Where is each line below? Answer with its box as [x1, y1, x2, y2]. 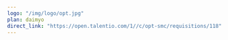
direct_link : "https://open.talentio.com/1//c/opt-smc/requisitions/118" [7, 22, 223, 29]
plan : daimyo [7, 16, 45, 23]
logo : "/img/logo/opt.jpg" [7, 9, 84, 17]
